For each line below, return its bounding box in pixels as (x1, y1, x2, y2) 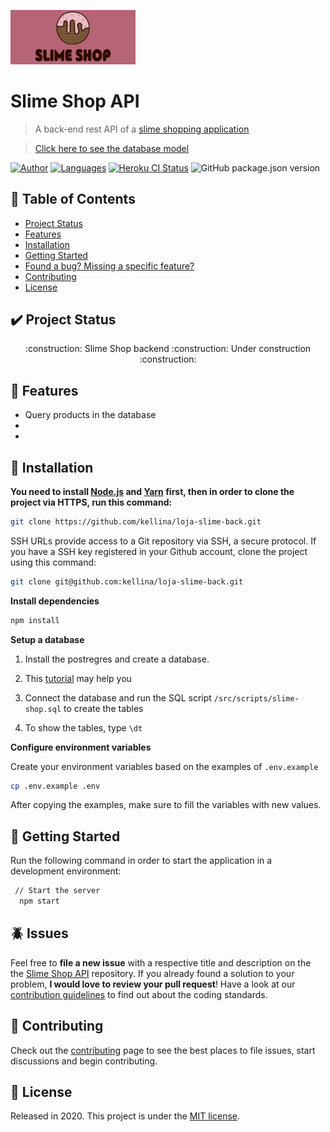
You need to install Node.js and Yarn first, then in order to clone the (10, 485, 295, 497)
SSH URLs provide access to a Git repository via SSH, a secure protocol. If (10, 535, 317, 547)
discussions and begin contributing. (10, 1055, 158, 1067)
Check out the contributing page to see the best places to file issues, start (10, 1044, 316, 1056)
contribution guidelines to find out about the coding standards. (10, 988, 268, 1000)
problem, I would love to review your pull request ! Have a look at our (10, 978, 296, 990)
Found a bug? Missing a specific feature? (24, 260, 195, 272)
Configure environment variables (10, 741, 152, 753)
